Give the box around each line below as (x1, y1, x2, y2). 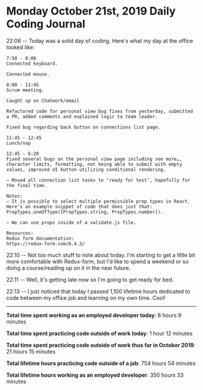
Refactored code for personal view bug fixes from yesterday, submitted (6, 108, 193, 114)
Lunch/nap (6, 140, 31, 146)
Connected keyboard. (6, 61, 59, 67)
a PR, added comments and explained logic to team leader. (6, 113, 158, 119)
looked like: (6, 44, 35, 51)
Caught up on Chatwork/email (6, 97, 80, 104)
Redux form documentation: (6, 235, 74, 242)
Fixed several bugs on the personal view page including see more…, (6, 156, 182, 162)
